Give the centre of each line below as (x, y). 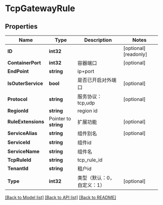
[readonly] (135, 54)
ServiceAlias (22, 133)
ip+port (86, 71)
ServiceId (19, 142)
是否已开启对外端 (97, 80)
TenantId (18, 168)
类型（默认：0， (96, 178)
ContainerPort (24, 63)
